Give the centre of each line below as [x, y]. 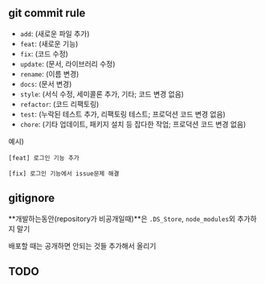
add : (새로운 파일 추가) [55, 33]
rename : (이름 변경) [49, 74]
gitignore [32, 198]
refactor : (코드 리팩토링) [59, 104]
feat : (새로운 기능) [49, 43]
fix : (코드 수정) [44, 54]
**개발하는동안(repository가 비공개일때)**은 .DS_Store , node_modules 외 [122, 218]
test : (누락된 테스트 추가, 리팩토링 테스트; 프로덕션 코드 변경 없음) [123, 114]
